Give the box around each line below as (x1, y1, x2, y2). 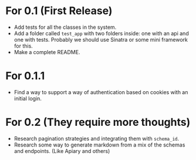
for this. (13, 42, 33, 49)
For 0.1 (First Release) (5, 4, 113, 18)
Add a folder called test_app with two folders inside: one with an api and (13, 29, 189, 36)
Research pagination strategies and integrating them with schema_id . (13, 135, 180, 142)
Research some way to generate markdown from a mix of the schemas (13, 141, 185, 148)
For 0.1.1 (5, 69, 45, 83)
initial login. (13, 95, 42, 102)
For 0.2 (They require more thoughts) (5, 116, 191, 129)
